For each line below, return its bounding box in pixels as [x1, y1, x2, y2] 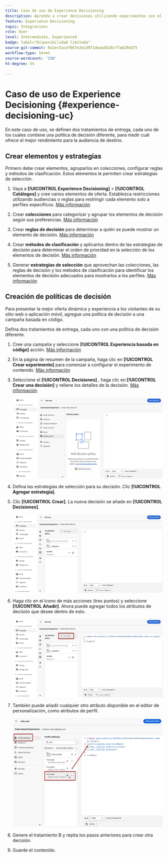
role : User [5, 29, 28, 35]
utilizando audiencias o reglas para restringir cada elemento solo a [12, 196, 150, 202]
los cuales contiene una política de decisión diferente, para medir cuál [5, 132, 150, 138]
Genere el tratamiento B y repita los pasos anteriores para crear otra [12, 832, 153, 838]
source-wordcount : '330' [5, 56, 57, 61]
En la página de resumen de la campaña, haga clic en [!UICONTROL [12, 356, 153, 362]
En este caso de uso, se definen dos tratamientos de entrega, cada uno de [5, 127, 159, 133]
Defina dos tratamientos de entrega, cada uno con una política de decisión [5, 326, 159, 332]
